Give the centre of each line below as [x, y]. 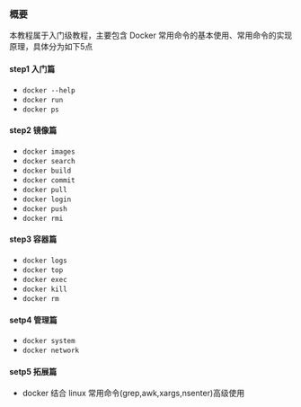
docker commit [49, 180]
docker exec [44, 279]
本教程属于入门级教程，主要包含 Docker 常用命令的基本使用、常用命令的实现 [151, 35]
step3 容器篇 [33, 239]
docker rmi [43, 218]
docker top [43, 270]
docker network [51, 351]
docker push [44, 208]
